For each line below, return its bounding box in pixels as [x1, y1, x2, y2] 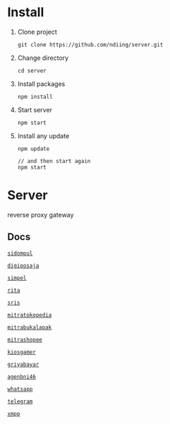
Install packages [17, 79, 66, 88]
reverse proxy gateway [7, 210, 74, 219]
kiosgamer [7, 349, 37, 356]
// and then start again [17, 157, 91, 164]
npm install [17, 93, 53, 100]
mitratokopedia [7, 311, 52, 318]
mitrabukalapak [7, 324, 52, 331]
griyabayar [7, 361, 40, 368]
